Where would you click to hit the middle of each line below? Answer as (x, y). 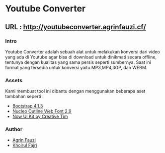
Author (14, 129)
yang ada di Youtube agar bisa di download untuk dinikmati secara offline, (81, 57)
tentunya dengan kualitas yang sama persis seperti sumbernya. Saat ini (78, 62)
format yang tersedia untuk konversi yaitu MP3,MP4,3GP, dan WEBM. (76, 67)
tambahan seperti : (24, 97)
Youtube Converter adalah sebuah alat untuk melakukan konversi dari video (82, 51)
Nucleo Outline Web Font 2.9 (42, 111)
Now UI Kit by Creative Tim (40, 116)
